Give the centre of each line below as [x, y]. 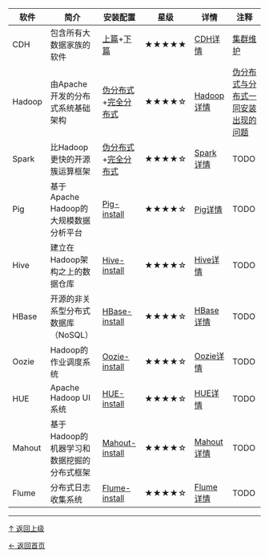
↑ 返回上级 [26, 528]
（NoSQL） [72, 335]
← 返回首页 [27, 546]
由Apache [69, 84]
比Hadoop [69, 147]
